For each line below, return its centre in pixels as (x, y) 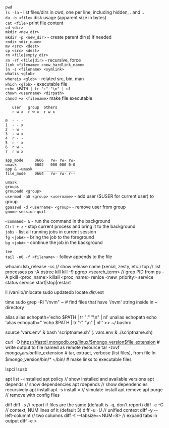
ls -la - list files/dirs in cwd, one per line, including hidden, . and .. (75, 12)
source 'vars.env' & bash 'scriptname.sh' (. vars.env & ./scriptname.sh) (79, 332)
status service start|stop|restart (38, 283)
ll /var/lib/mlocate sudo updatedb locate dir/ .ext (55, 292)
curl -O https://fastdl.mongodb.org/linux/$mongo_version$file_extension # (82, 342)
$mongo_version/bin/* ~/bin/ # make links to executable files (69, 359)
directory (15, 307)
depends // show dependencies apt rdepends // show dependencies (76, 384)
